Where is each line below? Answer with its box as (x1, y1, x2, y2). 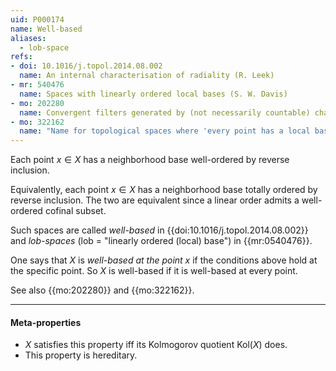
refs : (10, 52, 33, 62)
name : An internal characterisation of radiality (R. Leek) (19, 71, 275, 81)
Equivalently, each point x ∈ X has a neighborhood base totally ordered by (10, 184, 318, 196)
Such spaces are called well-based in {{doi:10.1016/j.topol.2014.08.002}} (10, 224, 309, 236)
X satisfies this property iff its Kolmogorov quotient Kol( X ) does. (24, 339, 288, 351)
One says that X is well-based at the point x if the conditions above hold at (10, 254, 318, 266)
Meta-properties (10, 316, 82, 328)
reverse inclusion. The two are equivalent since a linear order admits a (10, 194, 300, 206)
